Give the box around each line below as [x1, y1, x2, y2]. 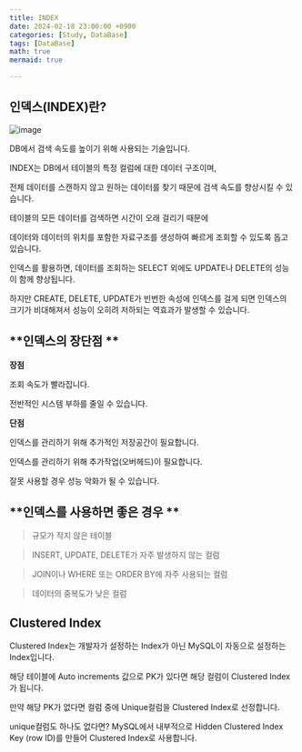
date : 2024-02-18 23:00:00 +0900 [9, 22, 136, 31]
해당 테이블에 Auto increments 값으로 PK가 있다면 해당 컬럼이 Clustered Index [9, 671, 291, 682]
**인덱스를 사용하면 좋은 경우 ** [9, 505, 180, 520]
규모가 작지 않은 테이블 [31, 530, 113, 541]
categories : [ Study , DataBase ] [9, 30, 128, 39]
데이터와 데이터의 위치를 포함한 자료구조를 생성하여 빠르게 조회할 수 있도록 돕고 [9, 231, 289, 242]
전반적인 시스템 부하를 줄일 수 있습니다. [9, 397, 148, 409]
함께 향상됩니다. [18, 274, 75, 285]
